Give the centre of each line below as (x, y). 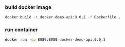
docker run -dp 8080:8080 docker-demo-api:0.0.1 (55, 40)
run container (21, 30)
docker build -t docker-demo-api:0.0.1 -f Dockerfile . (63, 17)
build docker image (28, 7)
